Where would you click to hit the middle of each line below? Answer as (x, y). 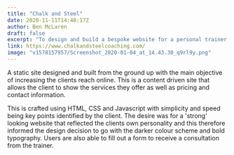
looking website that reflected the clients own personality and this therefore (116, 123)
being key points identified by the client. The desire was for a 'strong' (108, 115)
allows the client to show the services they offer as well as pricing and (109, 87)
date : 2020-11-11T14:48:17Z (48, 20)
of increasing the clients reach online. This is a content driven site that (109, 80)
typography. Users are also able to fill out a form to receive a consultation (113, 138)
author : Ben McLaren (37, 27)
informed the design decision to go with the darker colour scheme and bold (116, 131)
